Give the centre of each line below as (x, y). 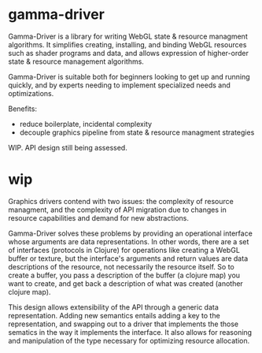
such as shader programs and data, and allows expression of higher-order (129, 53)
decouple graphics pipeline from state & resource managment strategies (137, 132)
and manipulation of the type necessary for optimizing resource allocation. (129, 340)
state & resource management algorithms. (76, 61)
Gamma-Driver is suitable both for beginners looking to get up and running (129, 76)
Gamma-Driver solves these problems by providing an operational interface (131, 233)
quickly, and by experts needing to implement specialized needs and (119, 85)
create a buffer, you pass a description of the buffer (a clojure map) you (124, 275)
